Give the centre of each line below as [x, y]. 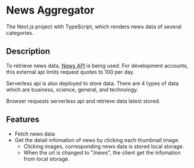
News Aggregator [50, 10]
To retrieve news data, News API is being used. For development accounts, [97, 65]
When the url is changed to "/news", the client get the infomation [102, 152]
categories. [20, 32]
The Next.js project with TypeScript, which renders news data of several [94, 27]
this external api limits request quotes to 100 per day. [70, 72]
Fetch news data [35, 134]
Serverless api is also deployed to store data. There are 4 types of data [92, 83]
